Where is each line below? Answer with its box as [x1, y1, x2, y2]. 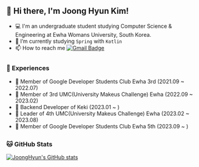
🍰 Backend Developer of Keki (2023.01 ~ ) [15, 103, 120, 110]
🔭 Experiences [6, 64, 50, 72]
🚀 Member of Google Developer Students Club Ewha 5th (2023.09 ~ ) [15, 122, 189, 130]
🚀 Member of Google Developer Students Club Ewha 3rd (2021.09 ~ [15, 78, 184, 85]
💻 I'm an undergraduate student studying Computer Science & [15, 22, 172, 30]
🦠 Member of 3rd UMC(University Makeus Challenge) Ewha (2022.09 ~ [15, 90, 194, 98]
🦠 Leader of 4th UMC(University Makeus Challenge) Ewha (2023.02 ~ [15, 110, 189, 117]
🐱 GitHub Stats [6, 140, 53, 148]
